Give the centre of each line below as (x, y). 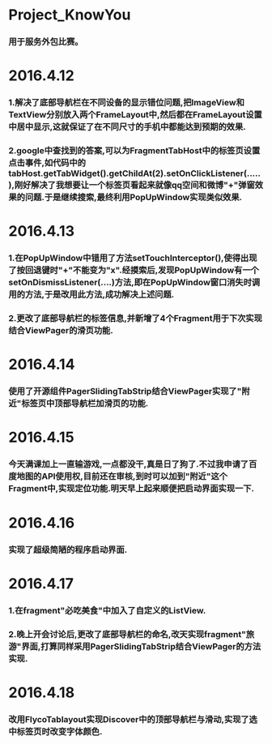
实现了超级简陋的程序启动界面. (68, 549)
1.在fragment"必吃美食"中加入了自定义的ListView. (107, 610)
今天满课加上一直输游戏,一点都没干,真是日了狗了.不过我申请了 (129, 464)
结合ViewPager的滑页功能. (61, 331)
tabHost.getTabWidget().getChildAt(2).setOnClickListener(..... (135, 173)
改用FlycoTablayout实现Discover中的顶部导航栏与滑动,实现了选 (133, 719)
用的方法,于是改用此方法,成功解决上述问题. (91, 295)
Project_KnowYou (70, 15)
